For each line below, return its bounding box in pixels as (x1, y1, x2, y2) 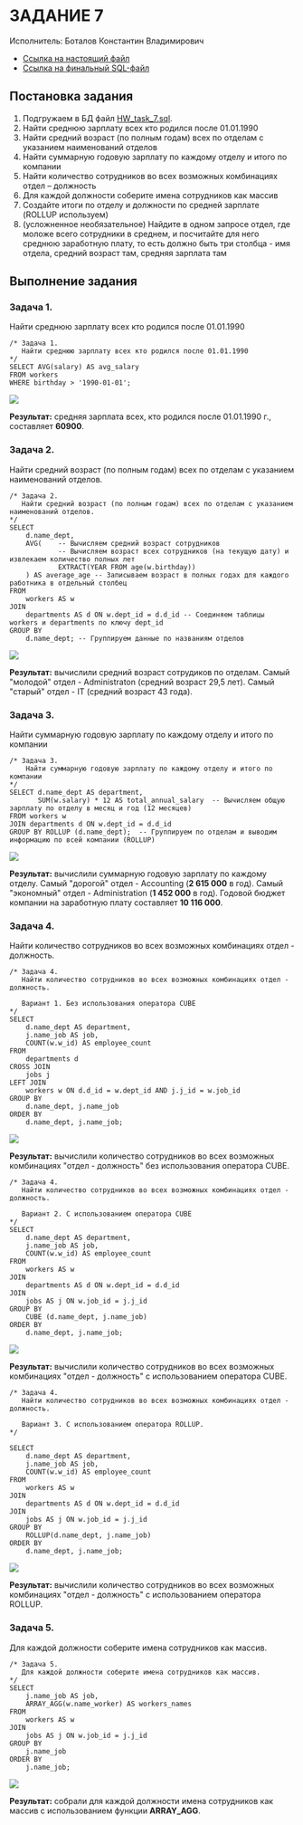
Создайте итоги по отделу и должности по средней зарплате (22, 199, 260, 210)
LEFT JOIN (9, 1078, 47, 1087)
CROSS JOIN (9, 1063, 51, 1072)
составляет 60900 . (9, 421, 84, 432)
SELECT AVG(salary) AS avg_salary (9, 363, 140, 372)
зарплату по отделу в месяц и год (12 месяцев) (9, 804, 193, 813)
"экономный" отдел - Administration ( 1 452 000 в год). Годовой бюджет (9, 888, 286, 899)
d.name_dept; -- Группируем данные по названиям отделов (25, 634, 245, 643)
